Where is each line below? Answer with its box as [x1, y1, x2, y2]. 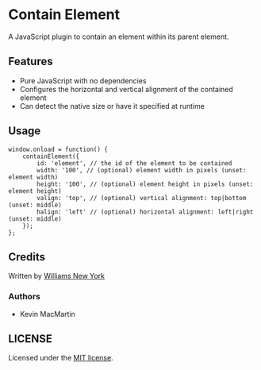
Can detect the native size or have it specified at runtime [19, 101, 205, 110]
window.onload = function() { [8, 145, 109, 153]
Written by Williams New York [8, 272, 106, 281]
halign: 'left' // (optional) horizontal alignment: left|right [36, 208, 254, 216]
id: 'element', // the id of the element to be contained [36, 159, 232, 168]
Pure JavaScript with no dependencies [19, 75, 147, 85]
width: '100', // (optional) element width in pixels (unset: [36, 166, 247, 174]
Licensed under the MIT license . [8, 353, 113, 363]
